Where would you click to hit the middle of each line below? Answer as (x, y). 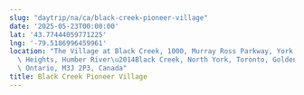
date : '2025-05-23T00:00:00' (64, 26)
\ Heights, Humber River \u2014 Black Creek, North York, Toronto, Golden (157, 60)
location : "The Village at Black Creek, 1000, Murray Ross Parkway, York (152, 52)
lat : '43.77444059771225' (58, 34)
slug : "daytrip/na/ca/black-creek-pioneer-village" (109, 18)
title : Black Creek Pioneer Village (78, 77)
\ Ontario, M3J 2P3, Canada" (72, 69)
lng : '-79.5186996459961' (58, 43)
